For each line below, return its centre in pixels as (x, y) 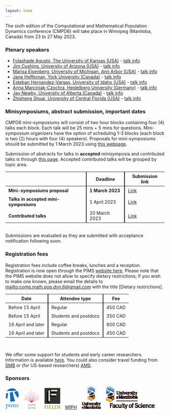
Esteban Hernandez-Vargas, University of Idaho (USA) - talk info (80, 82)
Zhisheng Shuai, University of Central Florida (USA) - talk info (77, 98)
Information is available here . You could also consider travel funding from (81, 360)
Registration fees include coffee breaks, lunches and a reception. (73, 265)
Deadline (105, 179)
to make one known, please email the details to (54, 281)
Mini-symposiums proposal (38, 191)
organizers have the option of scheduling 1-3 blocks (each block (97, 133)
